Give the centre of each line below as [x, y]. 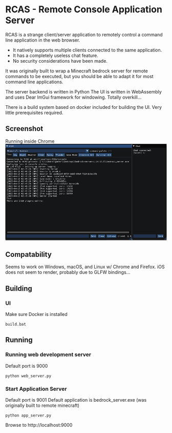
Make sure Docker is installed [36, 314]
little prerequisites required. [34, 112]
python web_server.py [28, 376]
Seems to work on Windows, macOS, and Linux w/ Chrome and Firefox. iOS [85, 267]
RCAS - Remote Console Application [84, 10]
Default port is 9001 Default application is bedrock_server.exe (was [76, 400]
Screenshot [24, 129]
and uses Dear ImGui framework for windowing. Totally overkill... [73, 97]
